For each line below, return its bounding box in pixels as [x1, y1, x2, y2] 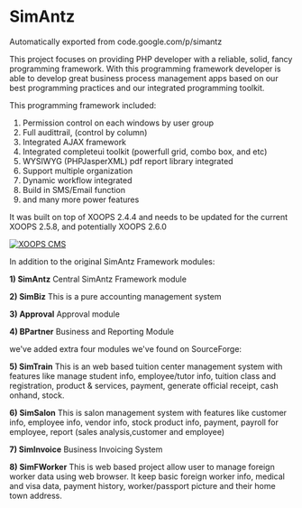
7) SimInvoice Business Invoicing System [9, 444, 163, 455]
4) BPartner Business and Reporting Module [9, 326, 174, 337]
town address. [9, 490, 63, 501]
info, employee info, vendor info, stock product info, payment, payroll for [9, 417, 279, 428]
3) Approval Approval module [9, 309, 120, 319]
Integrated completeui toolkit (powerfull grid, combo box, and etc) [22, 146, 268, 157]
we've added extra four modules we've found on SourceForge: [9, 343, 242, 354]
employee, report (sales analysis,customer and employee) [9, 426, 225, 437]
